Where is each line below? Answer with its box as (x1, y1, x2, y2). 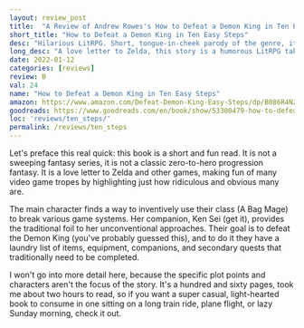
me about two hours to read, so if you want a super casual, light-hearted (9, 289, 280, 299)
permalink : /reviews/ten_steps (9, 123, 128, 132)
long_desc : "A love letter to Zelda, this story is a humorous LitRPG (9, 47, 281, 56)
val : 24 (9, 81, 39, 90)
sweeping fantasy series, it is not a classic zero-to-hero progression (9, 158, 264, 168)
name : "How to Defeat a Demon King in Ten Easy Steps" (9, 89, 221, 98)
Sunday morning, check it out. (9, 308, 122, 318)
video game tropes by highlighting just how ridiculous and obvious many (9, 177, 280, 187)
